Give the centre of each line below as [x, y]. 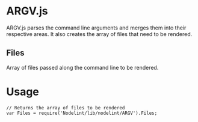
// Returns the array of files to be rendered [66, 108]
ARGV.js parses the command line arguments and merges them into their [96, 28]
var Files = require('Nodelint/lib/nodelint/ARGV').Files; [82, 113]
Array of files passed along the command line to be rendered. [82, 67]
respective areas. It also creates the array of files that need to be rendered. [99, 34]
